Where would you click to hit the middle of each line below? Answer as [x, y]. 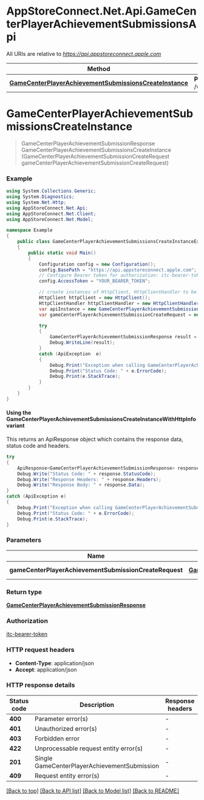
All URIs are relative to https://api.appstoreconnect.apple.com [84, 53]
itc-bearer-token [27, 634]
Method [99, 69]
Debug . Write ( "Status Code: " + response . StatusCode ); [87, 474]
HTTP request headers [40, 650]
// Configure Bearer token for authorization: [99, 275]
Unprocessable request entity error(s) [89, 748]
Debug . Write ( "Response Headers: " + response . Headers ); [90, 479]
